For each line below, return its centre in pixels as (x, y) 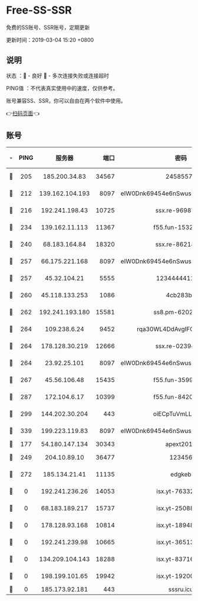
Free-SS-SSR (39, 10)
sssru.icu (181, 589)
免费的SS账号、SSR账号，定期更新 (48, 27)
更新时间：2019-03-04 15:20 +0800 (50, 40)
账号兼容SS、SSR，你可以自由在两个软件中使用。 (66, 100)
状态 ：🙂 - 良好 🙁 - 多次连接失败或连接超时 (57, 75)
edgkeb (181, 474)
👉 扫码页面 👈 (23, 113)
